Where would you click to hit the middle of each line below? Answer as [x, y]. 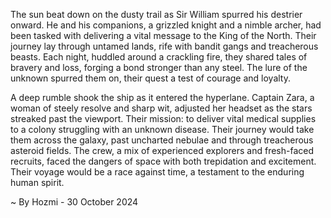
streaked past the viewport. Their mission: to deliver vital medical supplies [163, 118]
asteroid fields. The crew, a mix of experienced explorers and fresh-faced [162, 150]
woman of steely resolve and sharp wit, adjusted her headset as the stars [161, 108]
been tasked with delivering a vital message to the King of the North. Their [163, 35]
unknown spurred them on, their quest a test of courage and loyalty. [151, 78]
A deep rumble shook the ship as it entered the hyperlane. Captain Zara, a [162, 97]
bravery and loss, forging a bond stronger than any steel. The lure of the [159, 67]
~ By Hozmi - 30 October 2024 [74, 202]
